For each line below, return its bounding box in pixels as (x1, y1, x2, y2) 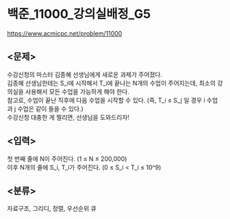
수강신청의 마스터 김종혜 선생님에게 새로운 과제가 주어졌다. (7, 70, 163, 79)
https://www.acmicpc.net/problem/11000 (7, 29, 123, 38)
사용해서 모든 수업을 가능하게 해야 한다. (25, 87, 130, 96)
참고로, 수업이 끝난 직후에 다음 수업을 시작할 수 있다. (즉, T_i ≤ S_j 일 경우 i (7, 96, 205, 104)
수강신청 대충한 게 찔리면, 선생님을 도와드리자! (7, 113, 130, 121)
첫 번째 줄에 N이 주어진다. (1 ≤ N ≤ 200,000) (7, 155, 127, 163)
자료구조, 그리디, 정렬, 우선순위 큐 (7, 205, 97, 213)
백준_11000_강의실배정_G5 (7, 6, 151, 22)
